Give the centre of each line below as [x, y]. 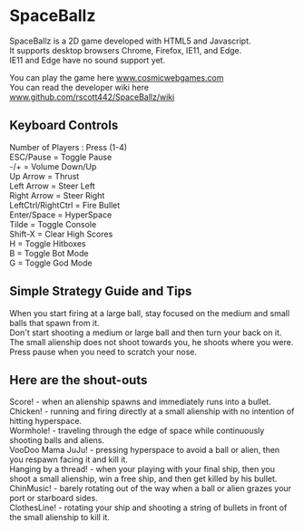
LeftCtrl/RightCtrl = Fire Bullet [65, 205]
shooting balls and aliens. [57, 440]
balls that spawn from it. [54, 323]
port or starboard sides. [54, 498]
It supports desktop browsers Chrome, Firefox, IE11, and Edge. [126, 50]
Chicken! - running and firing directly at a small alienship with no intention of [152, 411]
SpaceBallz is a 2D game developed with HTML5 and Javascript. [130, 41]
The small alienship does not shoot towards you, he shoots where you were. [152, 342]
